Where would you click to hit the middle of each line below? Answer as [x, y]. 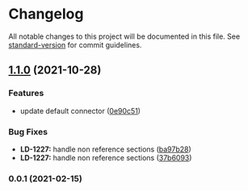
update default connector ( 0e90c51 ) [80, 110]
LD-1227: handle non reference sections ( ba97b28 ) [105, 149]
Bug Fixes [28, 131]
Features [26, 93]
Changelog [46, 14]
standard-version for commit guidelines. [75, 44]
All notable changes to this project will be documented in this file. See [124, 36]
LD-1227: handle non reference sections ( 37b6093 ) [106, 157]
